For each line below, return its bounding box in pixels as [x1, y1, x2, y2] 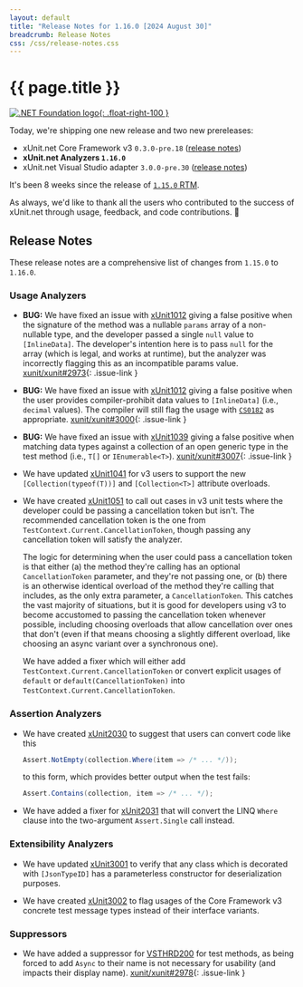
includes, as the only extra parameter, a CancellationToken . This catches [22, 590, 294, 601]
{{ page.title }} [9, 78, 121, 98]
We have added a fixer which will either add [22, 656, 186, 667]
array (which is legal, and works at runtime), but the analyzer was [22, 348, 267, 359]
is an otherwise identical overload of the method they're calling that [22, 581, 274, 592]
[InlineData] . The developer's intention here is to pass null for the [22, 339, 274, 350]
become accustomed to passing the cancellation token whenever [22, 609, 267, 621]
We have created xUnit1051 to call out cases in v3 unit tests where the [22, 496, 283, 507]
